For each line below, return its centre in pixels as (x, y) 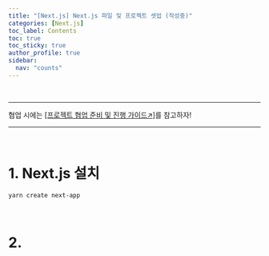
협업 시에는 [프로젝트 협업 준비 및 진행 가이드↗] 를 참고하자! (100, 115)
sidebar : (23, 61)
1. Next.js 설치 (54, 173)
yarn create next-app (44, 195)
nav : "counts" (39, 68)
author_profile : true (44, 53)
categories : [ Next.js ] (46, 23)
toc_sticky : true (37, 46)
